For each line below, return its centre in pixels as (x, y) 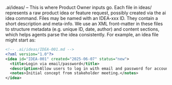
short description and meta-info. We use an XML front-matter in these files (84, 24)
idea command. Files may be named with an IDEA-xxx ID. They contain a (82, 18)
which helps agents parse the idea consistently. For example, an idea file (82, 35)
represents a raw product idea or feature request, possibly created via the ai (86, 13)
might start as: (20, 40)
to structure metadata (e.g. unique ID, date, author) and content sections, (82, 29)
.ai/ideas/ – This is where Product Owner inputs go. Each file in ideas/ (79, 7)
